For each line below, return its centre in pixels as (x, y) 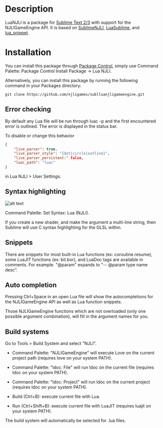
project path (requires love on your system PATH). (62, 358)
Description (29, 9)
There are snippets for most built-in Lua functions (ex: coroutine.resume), (79, 254)
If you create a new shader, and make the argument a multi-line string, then (81, 222)
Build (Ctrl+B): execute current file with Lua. (56, 396)
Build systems (27, 332)
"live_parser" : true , (36, 149)
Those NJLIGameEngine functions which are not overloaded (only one (75, 311)
